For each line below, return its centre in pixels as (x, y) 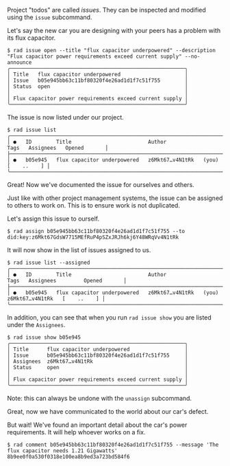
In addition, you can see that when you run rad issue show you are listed (110, 318)
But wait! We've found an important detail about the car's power (97, 425)
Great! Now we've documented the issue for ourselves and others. (101, 185)
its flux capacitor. (31, 38)
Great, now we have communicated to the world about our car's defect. (108, 411)
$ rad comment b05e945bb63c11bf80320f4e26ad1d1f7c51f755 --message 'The (113, 445)
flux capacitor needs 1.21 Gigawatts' (62, 451)
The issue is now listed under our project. (66, 117)
